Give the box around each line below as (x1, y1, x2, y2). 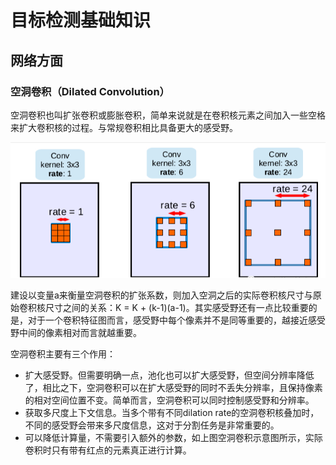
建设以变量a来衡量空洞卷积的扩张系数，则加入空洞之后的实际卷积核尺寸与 (10, 289, 313, 301)
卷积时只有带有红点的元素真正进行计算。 (24, 444, 192, 456)
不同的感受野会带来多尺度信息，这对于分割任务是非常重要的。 (24, 419, 280, 431)
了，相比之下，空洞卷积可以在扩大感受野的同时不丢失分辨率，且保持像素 (24, 382, 323, 394)
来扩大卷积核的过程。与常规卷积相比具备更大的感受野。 (10, 121, 238, 133)
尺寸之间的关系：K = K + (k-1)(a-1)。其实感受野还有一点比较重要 (44, 302, 309, 314)
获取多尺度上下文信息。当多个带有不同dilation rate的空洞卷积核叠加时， (24, 407, 320, 419)
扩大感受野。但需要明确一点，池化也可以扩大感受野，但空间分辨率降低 (24, 369, 315, 381)
